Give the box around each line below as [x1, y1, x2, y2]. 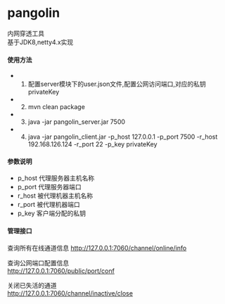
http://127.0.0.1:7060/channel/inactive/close [7, 289, 134, 297]
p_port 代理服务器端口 [17, 183, 82, 191]
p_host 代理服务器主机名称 [17, 174, 95, 182]
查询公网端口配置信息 [7, 258, 69, 267]
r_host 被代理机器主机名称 [17, 191, 94, 200]
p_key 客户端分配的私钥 [17, 209, 86, 217]
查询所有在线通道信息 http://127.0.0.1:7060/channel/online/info [7, 243, 187, 252]
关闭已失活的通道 [7, 281, 57, 289]
